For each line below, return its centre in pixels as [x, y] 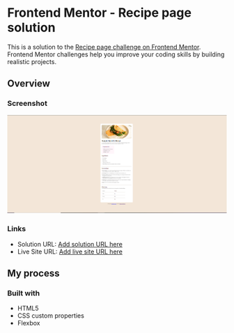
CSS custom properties [51, 316]
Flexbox [29, 323]
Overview [29, 84]
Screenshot [27, 104]
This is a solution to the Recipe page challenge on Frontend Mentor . [104, 47]
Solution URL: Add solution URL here [70, 244]
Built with [24, 293]
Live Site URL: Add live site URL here [70, 251]
